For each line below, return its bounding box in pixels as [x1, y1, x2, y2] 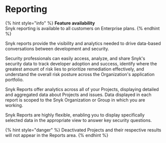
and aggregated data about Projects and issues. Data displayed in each [5, 91, 152, 97]
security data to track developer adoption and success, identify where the [5, 60, 157, 66]
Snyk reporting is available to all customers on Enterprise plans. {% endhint [5, 25, 160, 31]
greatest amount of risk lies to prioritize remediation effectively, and [5, 66, 145, 72]
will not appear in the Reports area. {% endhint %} [5, 132, 109, 138]
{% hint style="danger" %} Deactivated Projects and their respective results [5, 126, 162, 133]
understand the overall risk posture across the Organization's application [5, 71, 155, 77]
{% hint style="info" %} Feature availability [5, 20, 95, 26]
